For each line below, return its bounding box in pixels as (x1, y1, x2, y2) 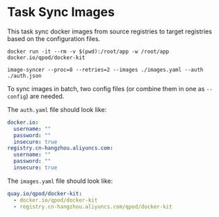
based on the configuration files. (7, 34, 101, 42)
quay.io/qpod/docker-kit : (7, 190, 82, 197)
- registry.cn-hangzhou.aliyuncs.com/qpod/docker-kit (13, 203, 172, 210)
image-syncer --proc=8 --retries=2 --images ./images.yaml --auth (7, 66, 204, 73)
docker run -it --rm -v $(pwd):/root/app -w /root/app (7, 48, 170, 55)
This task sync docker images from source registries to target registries (7, 27, 212, 35)
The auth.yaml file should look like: (7, 105, 107, 113)
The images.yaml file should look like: (7, 177, 113, 185)
